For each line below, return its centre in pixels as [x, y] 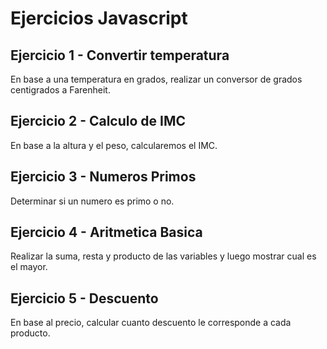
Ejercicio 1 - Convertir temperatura [120, 55]
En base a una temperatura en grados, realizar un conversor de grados [156, 79]
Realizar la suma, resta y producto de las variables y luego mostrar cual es [163, 256]
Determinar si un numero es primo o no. [92, 201]
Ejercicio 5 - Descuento [84, 298]
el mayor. [29, 267]
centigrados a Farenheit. [60, 90]
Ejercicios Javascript [99, 18]
